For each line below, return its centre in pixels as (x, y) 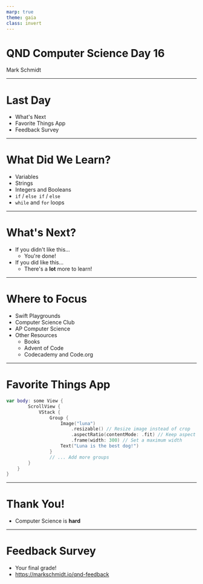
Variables (27, 177)
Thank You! (36, 504)
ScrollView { (44, 406)
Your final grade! (36, 568)
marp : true (20, 12)
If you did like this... (39, 263)
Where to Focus (47, 299)
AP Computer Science (43, 329)
